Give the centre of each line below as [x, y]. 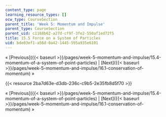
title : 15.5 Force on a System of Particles [53, 38]
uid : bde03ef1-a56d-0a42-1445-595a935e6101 [52, 43]
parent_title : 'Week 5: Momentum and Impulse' [55, 24]
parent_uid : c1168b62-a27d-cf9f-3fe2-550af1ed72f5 [60, 33]
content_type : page [26, 10]
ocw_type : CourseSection [31, 19]
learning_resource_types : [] [36, 15]
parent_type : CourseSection [35, 29]
